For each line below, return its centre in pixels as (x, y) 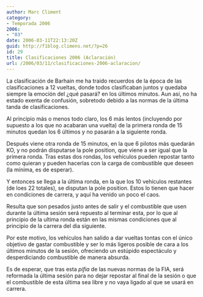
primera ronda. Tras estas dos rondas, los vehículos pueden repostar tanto (100, 156)
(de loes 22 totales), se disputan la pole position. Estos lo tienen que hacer (100, 188)
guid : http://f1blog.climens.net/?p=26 (57, 47)
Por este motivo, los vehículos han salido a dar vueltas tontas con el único (99, 238)
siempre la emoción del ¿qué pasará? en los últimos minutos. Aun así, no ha (102, 94)
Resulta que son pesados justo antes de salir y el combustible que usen (96, 206)
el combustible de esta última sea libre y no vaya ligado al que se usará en (100, 282)
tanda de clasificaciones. (38, 107)
